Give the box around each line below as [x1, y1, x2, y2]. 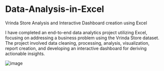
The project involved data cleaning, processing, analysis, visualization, [5, 40, 150, 46]
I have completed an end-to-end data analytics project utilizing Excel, [5, 29, 148, 35]
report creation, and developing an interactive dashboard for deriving [5, 45, 147, 51]
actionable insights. [5, 51, 45, 57]
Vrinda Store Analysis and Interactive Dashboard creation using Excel [5, 20, 148, 26]
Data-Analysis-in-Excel [5, 3, 104, 15]
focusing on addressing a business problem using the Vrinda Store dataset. [5, 35, 160, 41]
